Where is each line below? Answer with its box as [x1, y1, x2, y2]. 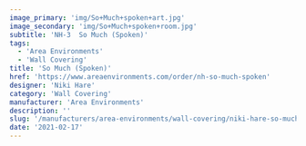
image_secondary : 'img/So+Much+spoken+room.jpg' [9, 22, 198, 31]
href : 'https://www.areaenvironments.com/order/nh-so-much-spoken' [9, 73, 271, 82]
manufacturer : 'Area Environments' [9, 97, 145, 107]
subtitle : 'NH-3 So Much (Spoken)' [9, 30, 148, 39]
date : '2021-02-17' [9, 123, 84, 132]
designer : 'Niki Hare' [9, 81, 96, 90]
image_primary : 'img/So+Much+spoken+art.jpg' [9, 13, 185, 23]
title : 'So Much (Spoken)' [9, 64, 112, 73]
